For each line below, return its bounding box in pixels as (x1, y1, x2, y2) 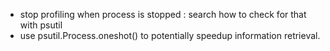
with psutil (19, 19, 63, 31)
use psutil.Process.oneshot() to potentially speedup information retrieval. (19, 30, 321, 41)
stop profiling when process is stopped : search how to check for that (19, 9, 307, 20)
